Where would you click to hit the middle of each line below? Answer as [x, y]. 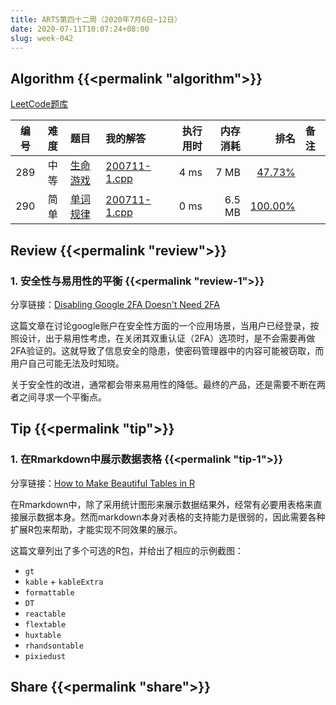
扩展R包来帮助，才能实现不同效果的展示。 [96, 529]
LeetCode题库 [39, 104]
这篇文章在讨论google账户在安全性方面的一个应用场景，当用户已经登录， [160, 325]
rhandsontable [54, 646]
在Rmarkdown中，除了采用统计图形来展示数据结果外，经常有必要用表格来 [162, 504]
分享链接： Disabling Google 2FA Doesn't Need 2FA [115, 304]
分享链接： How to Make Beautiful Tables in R [102, 483]
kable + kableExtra [64, 581]
